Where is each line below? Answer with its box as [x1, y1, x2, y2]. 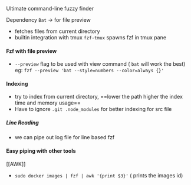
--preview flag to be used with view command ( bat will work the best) [14, 60, 186, 68]
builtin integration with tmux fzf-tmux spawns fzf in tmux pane [14, 34, 167, 41]
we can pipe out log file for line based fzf [14, 134, 115, 141]
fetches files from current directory [14, 28, 100, 35]
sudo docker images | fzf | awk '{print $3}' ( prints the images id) [14, 171, 183, 179]
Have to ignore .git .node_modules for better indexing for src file [14, 106, 172, 113]
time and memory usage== [14, 99, 81, 106]
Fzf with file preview [6, 47, 57, 55]
